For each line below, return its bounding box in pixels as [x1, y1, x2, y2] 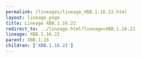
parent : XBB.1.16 [5, 37, 49, 43]
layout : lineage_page [5, 14, 60, 21]
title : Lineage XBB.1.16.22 [5, 20, 77, 26]
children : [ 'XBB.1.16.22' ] [5, 43, 74, 49]
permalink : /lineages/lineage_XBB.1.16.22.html [5, 8, 128, 15]
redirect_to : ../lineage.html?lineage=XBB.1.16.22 [5, 25, 136, 32]
